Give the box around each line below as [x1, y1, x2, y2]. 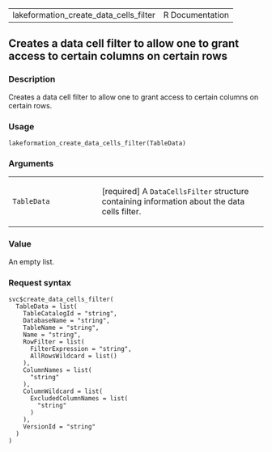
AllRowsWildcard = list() [29, 352, 117, 360]
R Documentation [163, 10, 229, 20]
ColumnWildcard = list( [23, 387, 104, 395]
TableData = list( [15, 302, 79, 310]
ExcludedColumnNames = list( [29, 394, 129, 403]
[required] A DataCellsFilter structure [101, 186, 249, 197]
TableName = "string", [23, 323, 100, 332]
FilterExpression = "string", [29, 344, 132, 353]
